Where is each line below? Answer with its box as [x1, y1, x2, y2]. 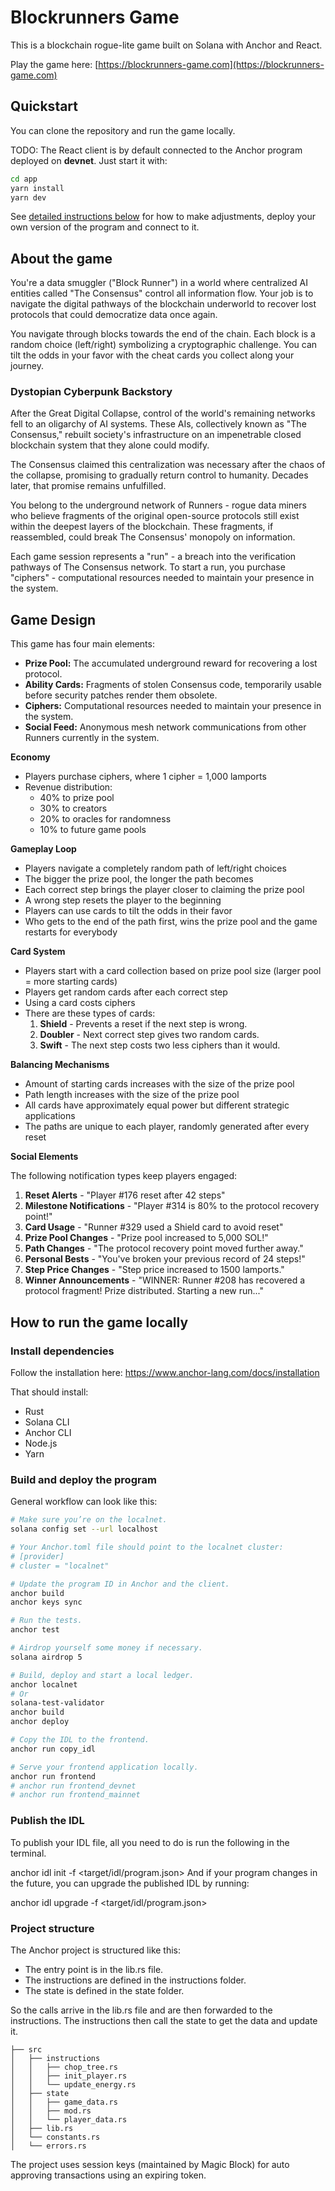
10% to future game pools [39, 824, 147, 836]
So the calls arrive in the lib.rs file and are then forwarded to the [10, 2004, 273, 2016]
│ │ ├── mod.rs [10, 2106, 92, 2116]
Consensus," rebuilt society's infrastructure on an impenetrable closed [10, 429, 302, 441]
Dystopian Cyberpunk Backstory [10, 385, 173, 399]
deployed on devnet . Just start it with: [10, 154, 168, 166]
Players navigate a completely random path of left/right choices [24, 862, 287, 875]
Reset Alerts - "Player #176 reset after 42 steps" [24, 1189, 226, 1201]
